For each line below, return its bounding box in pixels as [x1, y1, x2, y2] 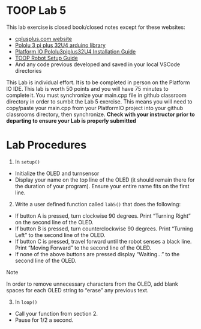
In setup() [14, 158, 40, 165]
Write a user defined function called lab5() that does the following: [14, 200, 181, 208]
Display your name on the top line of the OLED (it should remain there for [14, 176, 195, 183]
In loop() [14, 298, 38, 306]
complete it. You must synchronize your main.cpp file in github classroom [6, 91, 187, 99]
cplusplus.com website [14, 35, 73, 42]
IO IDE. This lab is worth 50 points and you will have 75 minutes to [6, 85, 169, 92]
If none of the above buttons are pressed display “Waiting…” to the [14, 250, 180, 257]
